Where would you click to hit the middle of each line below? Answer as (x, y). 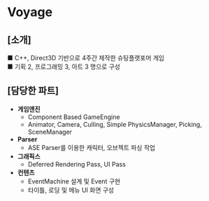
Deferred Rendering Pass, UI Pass (77, 164)
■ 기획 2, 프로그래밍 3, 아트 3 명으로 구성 (64, 67)
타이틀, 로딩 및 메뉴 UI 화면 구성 (71, 190)
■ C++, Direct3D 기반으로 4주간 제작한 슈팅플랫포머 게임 (86, 58)
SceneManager (50, 132)
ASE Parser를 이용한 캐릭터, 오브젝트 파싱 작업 (92, 147)
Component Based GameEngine (74, 117)
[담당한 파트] (33, 91)
